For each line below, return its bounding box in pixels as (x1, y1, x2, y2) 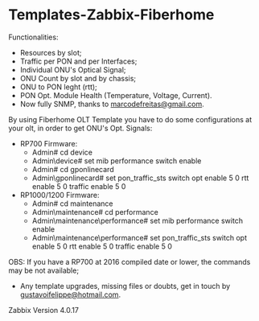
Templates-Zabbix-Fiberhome (8, 6, 215, 24)
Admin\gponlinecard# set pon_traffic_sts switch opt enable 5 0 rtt (31, 173, 249, 183)
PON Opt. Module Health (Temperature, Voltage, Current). (19, 90, 212, 100)
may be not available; (8, 265, 79, 275)
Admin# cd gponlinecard (31, 164, 114, 174)
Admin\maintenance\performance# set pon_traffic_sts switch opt (31, 233, 248, 242)
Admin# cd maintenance (31, 199, 114, 208)
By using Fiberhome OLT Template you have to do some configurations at (8, 114, 253, 124)
